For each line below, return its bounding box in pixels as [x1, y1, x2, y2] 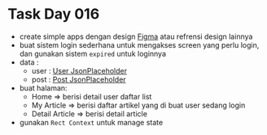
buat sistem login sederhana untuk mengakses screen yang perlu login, [19, 40, 260, 49]
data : [19, 57, 39, 67]
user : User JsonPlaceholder [31, 65, 128, 75]
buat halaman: [19, 82, 68, 93]
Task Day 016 [7, 5, 100, 23]
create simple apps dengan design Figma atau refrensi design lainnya [19, 32, 253, 41]
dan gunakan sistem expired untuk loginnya [19, 49, 167, 58]
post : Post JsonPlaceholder [31, 74, 127, 84]
